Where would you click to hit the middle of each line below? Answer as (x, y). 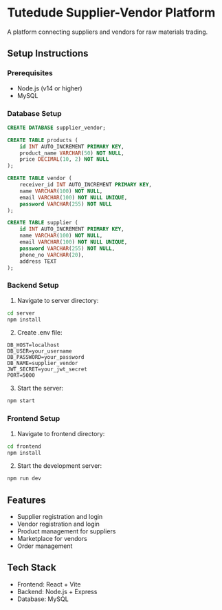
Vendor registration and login (58, 524)
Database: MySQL (43, 599)
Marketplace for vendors (52, 539)
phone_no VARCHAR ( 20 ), (52, 255)
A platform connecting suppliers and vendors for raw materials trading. (108, 32)
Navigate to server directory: (58, 300)
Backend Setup (33, 286)
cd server (21, 313)
